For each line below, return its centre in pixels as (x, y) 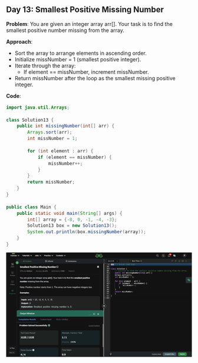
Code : (14, 96)
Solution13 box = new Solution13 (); (72, 226)
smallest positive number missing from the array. (65, 30)
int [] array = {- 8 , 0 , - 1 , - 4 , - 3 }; (72, 220)
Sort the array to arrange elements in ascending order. (81, 53)
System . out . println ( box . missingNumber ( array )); (87, 232)
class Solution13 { (30, 120)
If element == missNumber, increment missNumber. (86, 72)
